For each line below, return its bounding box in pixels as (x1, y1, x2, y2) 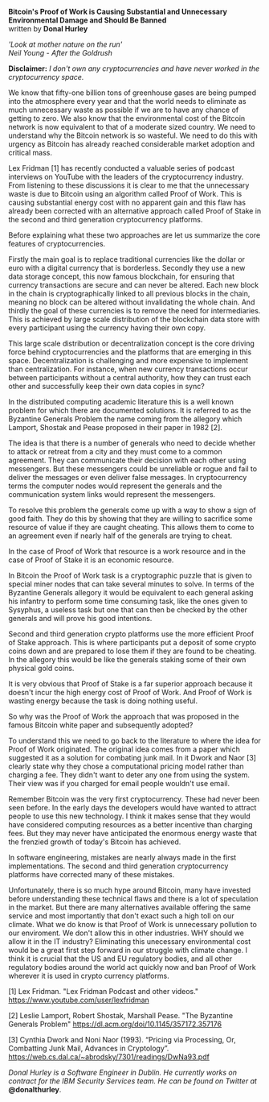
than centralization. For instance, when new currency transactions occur (8, 364, 248, 374)
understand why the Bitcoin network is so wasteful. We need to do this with (8, 130, 259, 140)
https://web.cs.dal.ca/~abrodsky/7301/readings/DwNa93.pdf (8, 1052, 210, 1062)
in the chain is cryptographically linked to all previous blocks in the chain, (8, 289, 251, 298)
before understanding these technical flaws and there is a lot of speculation (8, 894, 259, 903)
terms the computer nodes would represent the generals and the (8, 481, 222, 491)
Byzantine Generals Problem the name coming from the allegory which (8, 414, 243, 424)
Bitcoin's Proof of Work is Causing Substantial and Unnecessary (8, 7, 227, 16)
